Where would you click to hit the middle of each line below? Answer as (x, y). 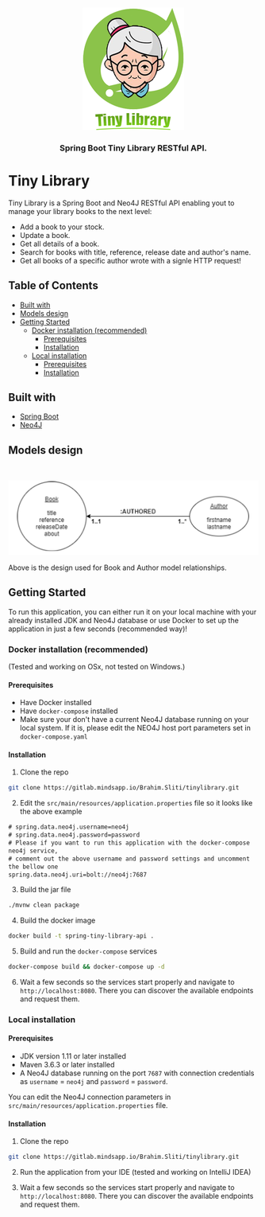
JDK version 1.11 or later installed (73, 1056)
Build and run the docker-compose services (88, 951)
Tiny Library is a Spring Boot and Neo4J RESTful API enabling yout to (121, 203)
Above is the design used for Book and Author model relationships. (118, 568)
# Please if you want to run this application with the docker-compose (129, 843)
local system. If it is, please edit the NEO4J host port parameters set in (135, 728)
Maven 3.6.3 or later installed (67, 1065)
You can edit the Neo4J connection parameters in (90, 1097)
